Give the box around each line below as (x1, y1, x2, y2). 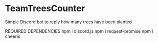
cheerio (5, 33, 21, 39)
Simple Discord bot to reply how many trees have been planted (5, 19, 132, 25)
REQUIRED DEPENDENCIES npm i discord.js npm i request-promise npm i (5, 28, 153, 34)
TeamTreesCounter (5, 3, 85, 14)
